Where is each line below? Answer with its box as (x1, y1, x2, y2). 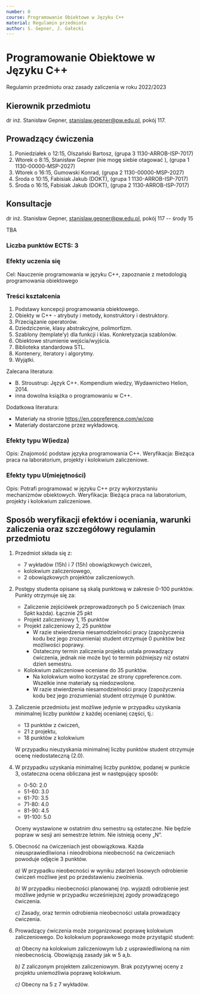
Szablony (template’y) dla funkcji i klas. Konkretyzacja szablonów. (14, 331, 177, 338)
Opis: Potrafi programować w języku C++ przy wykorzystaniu (6, 485, 158, 492)
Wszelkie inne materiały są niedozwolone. (32, 679, 136, 687)
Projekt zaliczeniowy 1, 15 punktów (23, 616, 109, 623)
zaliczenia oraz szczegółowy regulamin (6, 524, 156, 534)
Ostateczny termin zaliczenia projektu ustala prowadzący (32, 647, 174, 654)
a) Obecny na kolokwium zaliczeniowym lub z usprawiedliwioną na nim (14, 944, 190, 952)
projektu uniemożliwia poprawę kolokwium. (14, 969, 122, 976)
